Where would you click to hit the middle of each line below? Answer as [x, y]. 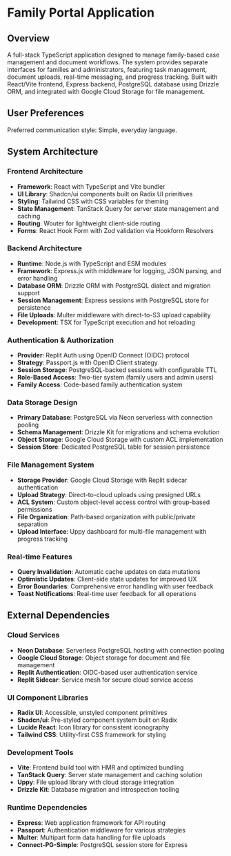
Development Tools [40, 752]
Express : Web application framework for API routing [91, 822]
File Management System [51, 465]
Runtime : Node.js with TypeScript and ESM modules [92, 263]
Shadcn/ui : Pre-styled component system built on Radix [97, 720]
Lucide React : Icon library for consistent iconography [93, 727]
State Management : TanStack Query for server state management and [118, 208]
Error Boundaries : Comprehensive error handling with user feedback [115, 586]
